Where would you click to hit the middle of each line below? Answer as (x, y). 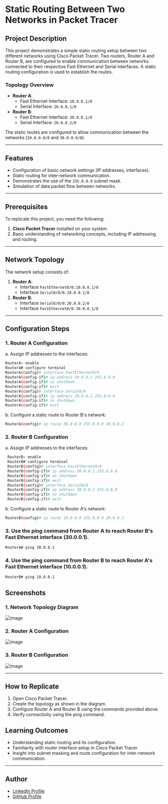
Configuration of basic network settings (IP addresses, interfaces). (81, 170)
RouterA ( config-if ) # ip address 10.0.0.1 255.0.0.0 (60, 377)
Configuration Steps (37, 329)
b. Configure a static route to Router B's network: (56, 415)
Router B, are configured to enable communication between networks (77, 61)
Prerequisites (26, 207)
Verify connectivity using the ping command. (58, 715)
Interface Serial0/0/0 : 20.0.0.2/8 (54, 303)
